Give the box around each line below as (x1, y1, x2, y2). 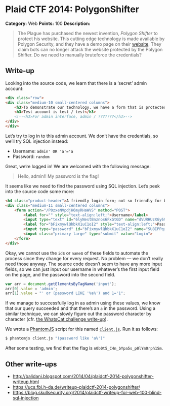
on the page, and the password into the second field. (5, 271, 115, 277)
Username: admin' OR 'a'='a (12, 148, 73, 154)
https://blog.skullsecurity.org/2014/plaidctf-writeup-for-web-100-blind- (12, 389, 162, 395)
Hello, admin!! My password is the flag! (17, 173, 99, 179)
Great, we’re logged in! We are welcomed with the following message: (5, 163, 151, 169)
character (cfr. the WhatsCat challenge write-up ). (5, 316, 108, 322)
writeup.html (12, 379, 39, 385)
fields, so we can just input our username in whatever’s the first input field (5, 266, 159, 272)
